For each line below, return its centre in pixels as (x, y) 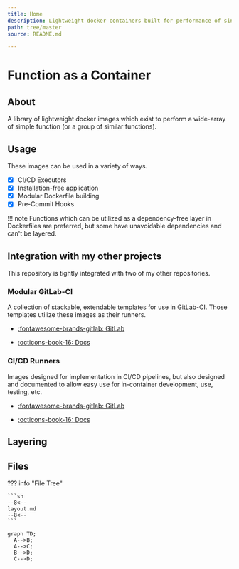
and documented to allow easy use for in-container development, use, (110, 384)
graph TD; (22, 534)
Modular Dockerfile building (58, 196)
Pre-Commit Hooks (46, 204)
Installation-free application (58, 188)
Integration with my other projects (85, 256)
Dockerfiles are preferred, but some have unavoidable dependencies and (115, 226)
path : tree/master (34, 27)
